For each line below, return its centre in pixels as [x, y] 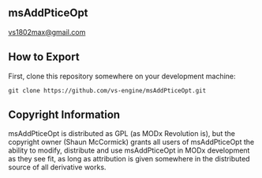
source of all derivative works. [57, 167]
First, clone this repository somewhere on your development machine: [122, 76]
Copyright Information [64, 115]
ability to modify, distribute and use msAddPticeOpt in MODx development [129, 150]
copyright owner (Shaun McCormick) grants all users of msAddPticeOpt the [131, 142]
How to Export [44, 57]
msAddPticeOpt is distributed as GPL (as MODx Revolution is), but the [122, 134]
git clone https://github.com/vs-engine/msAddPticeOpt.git [107, 90]
